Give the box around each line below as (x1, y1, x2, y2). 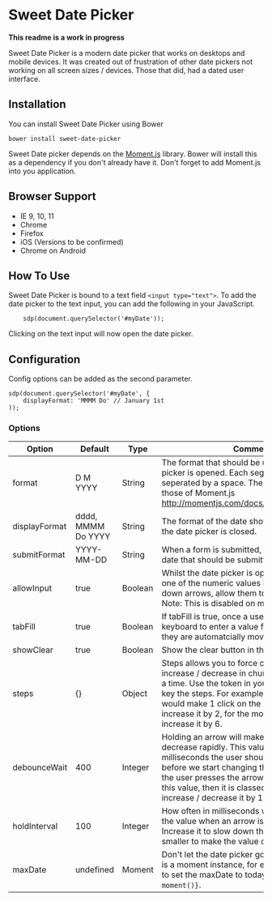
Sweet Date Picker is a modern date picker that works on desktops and (8, 48, 245, 58)
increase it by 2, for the (161, 708, 249, 720)
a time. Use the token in (161, 678, 251, 690)
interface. (8, 74, 40, 83)
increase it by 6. (161, 719, 223, 730)
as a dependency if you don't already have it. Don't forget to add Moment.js (8, 157, 261, 167)
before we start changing (161, 762, 257, 773)
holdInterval (12, 821, 58, 832)
